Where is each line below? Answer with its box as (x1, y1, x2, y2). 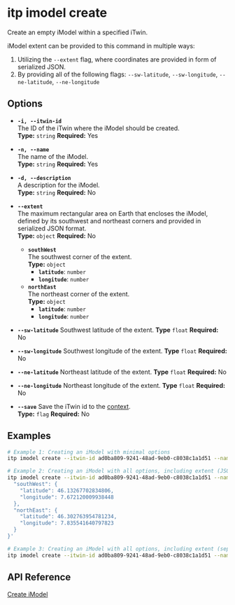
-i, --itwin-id (17, 118, 62, 125)
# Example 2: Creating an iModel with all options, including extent (7, 468, 215, 475)
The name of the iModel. (17, 152, 89, 160)
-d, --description (17, 174, 71, 181)
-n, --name (17, 146, 50, 153)
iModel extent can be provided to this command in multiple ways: (7, 41, 195, 50)
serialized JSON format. (17, 224, 87, 232)
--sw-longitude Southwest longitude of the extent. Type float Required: (17, 347, 227, 355)
